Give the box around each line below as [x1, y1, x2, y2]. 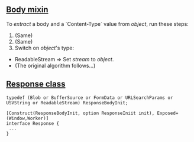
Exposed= [157, 110, 179, 116]
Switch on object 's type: [14, 44, 74, 51]
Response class [6, 79, 66, 89]
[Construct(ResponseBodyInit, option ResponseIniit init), [6, 110, 155, 116]
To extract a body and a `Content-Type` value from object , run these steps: [6, 20, 189, 27]
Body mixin [6, 5, 48, 15]
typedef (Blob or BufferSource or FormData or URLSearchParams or [6, 94, 173, 101]
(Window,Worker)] [6, 115, 49, 121]
